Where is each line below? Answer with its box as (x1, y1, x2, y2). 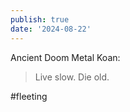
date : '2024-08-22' (10, 24, 92, 34)
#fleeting (10, 90, 48, 102)
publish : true (10, 14, 70, 25)
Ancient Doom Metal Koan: (10, 51, 121, 63)
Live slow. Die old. (34, 71, 110, 83)
